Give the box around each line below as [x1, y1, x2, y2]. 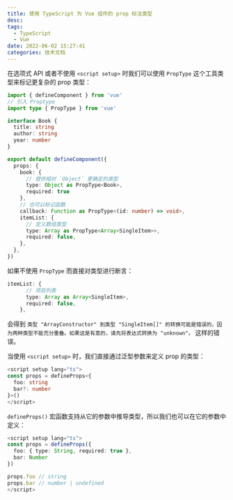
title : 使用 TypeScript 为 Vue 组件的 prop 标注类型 [7, 10, 153, 17]
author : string [13, 130, 58, 137]
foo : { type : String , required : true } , [13, 448, 132, 455]
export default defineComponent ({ [7, 156, 108, 162]
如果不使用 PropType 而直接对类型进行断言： [7, 266, 134, 275]
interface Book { [7, 117, 58, 124]
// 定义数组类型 [25, 220, 67, 227]
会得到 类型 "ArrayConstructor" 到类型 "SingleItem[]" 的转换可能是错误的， [7, 320, 218, 328]
